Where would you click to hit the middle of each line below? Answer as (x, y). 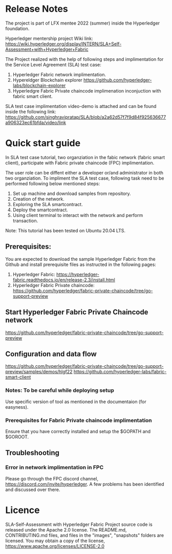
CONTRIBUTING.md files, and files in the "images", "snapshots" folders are (85, 535)
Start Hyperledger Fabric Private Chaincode (77, 312)
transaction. (25, 220)
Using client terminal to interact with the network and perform (78, 215)
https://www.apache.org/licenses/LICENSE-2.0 (55, 546)
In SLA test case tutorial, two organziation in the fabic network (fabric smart (85, 157)
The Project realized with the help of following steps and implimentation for (84, 59)
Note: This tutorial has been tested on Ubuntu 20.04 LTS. (65, 230)
